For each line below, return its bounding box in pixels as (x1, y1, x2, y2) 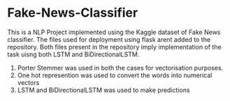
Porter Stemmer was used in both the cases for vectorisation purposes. (17, 63, 224, 72)
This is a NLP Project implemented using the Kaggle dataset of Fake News (7, 28, 221, 36)
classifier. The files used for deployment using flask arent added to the (7, 35, 211, 43)
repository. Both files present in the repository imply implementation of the (7, 42, 222, 51)
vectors (17, 78, 40, 86)
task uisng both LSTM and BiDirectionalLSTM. (7, 50, 140, 59)
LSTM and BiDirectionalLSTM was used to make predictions (17, 86, 190, 94)
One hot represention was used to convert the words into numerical (17, 71, 213, 79)
